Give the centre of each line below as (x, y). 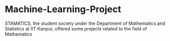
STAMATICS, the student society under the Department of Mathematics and (85, 23)
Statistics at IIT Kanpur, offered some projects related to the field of (76, 28)
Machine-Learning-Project (63, 9)
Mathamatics (18, 34)
